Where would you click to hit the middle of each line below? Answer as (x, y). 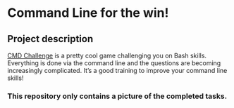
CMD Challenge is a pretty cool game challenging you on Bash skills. (107, 55)
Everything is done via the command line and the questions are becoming (114, 63)
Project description (50, 39)
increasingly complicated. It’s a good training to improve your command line (117, 70)
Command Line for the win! (88, 13)
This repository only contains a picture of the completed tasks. (117, 96)
